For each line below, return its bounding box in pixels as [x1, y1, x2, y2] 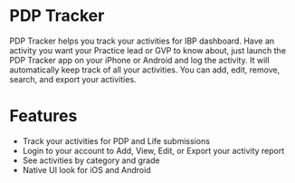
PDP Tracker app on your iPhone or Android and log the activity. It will [9, 54, 270, 65]
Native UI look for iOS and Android [22, 164, 151, 175]
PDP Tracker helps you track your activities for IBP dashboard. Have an [9, 35, 275, 46]
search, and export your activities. [9, 73, 138, 84]
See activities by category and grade [22, 155, 160, 166]
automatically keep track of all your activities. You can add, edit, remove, [9, 64, 281, 75]
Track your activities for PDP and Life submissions [22, 135, 211, 146]
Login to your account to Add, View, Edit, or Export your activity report [22, 145, 285, 156]
